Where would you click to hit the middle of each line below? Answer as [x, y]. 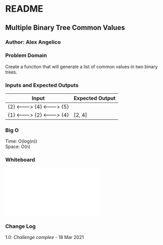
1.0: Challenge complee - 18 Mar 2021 [45, 237]
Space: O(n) [18, 147]
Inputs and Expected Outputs [42, 85]
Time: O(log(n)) [21, 141]
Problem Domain [26, 55]
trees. [11, 72]
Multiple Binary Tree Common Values [65, 28]
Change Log [21, 226]
